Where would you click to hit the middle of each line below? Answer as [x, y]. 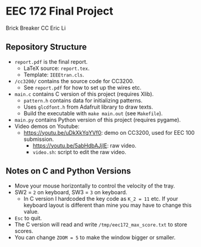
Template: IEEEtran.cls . [54, 75]
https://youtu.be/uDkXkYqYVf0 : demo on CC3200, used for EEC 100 [109, 132]
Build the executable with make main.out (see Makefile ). [93, 113]
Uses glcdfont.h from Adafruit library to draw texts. [88, 107]
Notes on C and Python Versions [68, 171]
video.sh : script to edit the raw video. [80, 152]
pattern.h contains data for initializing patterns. [83, 100]
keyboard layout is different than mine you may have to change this [107, 205]
